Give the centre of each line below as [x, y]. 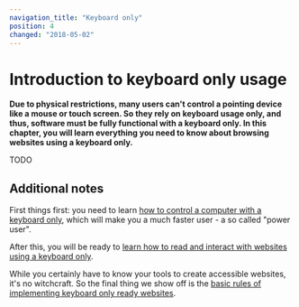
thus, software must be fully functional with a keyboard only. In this [138, 124]
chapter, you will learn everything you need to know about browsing [139, 133]
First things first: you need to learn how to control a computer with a [136, 210]
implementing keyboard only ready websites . [93, 293]
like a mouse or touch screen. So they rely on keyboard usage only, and [145, 114]
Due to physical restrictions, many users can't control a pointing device [145, 104]
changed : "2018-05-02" [52, 34]
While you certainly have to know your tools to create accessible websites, [148, 274]
